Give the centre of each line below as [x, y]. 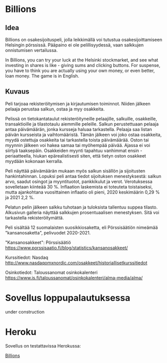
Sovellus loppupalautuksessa [68, 298]
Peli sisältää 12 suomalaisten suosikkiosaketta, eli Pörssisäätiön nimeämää [82, 227]
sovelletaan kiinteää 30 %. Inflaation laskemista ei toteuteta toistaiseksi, [79, 186]
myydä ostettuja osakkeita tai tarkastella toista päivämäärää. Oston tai [77, 140]
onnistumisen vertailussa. [31, 50]
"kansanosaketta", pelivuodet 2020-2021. [48, 232]
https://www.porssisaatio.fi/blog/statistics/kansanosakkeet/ [67, 247]
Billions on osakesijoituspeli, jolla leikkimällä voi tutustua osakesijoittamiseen [84, 39]
